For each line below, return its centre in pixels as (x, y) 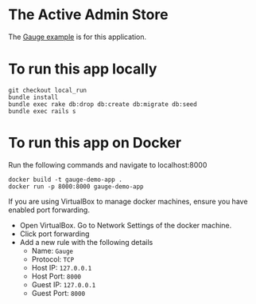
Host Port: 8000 (56, 276)
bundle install (33, 97)
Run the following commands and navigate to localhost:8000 (108, 164)
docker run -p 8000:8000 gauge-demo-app (76, 186)
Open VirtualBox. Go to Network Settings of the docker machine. (126, 225)
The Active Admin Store (88, 15)
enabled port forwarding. (49, 210)
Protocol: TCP (53, 259)
